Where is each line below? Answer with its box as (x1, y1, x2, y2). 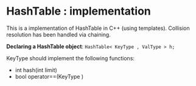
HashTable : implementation (6, 4, 151, 18)
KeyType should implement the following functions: (6, 54, 135, 62)
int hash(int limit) (15, 66, 58, 74)
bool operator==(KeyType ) (15, 73, 84, 80)
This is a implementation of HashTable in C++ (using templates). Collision (6, 24, 190, 32)
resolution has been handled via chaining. (6, 30, 111, 38)
